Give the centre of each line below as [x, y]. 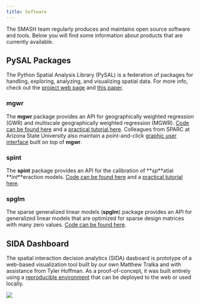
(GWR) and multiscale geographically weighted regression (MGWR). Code [98, 123]
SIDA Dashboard [38, 244]
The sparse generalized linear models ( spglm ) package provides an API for [99, 212]
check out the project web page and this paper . [65, 88]
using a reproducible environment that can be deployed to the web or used [99, 278]
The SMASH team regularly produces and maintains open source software [98, 29]
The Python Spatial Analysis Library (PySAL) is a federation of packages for [100, 75]
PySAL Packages [39, 61]
